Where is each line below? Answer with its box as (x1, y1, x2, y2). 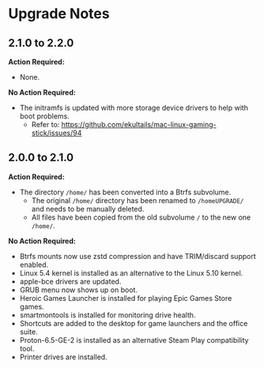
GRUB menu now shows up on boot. (19, 285, 138, 295)
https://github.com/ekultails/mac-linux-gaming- (61, 120, 217, 129)
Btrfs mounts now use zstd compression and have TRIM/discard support (19, 251, 256, 261)
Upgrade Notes (8, 5, 110, 23)
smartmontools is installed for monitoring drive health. (19, 310, 196, 320)
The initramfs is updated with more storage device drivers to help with (19, 103, 249, 112)
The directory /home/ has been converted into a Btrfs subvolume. (19, 187, 232, 197)
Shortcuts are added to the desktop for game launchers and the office (19, 318, 248, 328)
